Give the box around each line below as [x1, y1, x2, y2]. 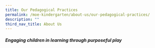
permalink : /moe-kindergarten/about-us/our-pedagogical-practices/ [5, 12, 150, 17]
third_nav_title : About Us [5, 21, 62, 27]
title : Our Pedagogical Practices [5, 7, 78, 13]
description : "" [5, 17, 39, 22]
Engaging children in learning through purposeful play [5, 37, 122, 43]
